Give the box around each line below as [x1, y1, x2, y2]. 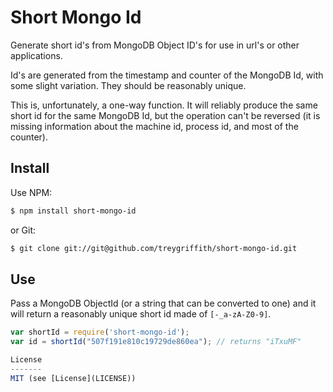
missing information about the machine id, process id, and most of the [10, 120, 299, 132]
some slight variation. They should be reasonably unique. [10, 79, 247, 91]
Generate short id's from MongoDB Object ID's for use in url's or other [10, 39, 300, 51]
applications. [10, 49, 63, 61]
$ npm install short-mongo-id [10, 206, 137, 216]
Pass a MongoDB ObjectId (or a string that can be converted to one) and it [10, 297, 317, 310]
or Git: [10, 224, 37, 236]
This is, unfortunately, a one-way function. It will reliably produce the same [10, 99, 318, 111]
